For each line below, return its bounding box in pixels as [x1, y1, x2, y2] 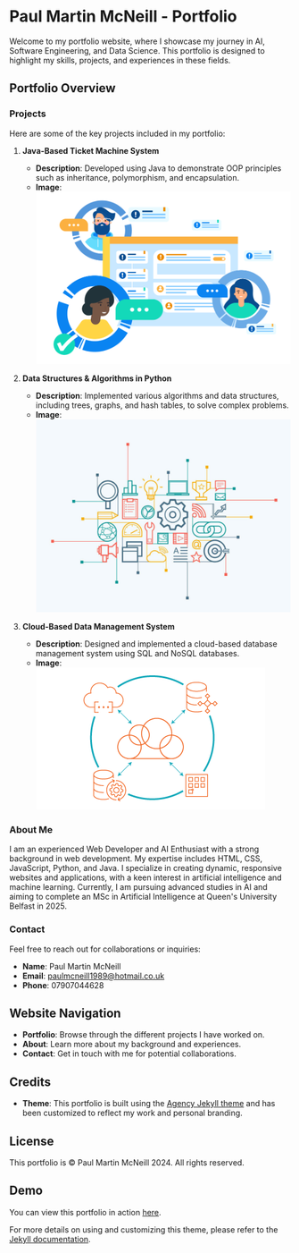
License [9, 1133, 54, 1148]
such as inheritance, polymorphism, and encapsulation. [35, 172, 240, 182]
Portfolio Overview [9, 80, 116, 96]
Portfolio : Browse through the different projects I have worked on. [21, 1029, 265, 1040]
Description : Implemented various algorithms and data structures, [35, 390, 279, 401]
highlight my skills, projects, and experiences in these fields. [9, 55, 231, 65]
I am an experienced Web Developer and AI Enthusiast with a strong [9, 843, 260, 855]
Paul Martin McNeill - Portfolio [9, 6, 238, 27]
